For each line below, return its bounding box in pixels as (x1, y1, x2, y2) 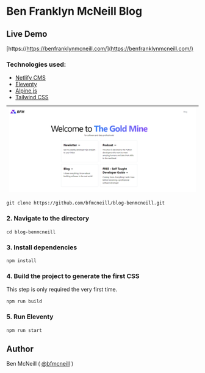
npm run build (6, 298, 43, 304)
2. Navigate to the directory (6, 214, 90, 223)
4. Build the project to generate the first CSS (6, 271, 140, 280)
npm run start (6, 327, 43, 333)
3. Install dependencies (6, 243, 77, 252)
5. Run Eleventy (6, 312, 54, 321)
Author (6, 344, 34, 354)
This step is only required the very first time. (6, 286, 118, 293)
